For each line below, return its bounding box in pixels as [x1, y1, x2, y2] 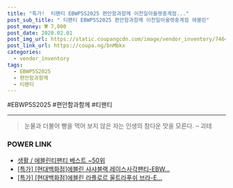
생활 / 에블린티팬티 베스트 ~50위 [17, 156, 105, 164]
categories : [7, 49, 42, 56]
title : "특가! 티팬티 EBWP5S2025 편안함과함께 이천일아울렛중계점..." [7, 10, 189, 17]
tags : [7, 62, 23, 68]
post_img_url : [7, 36, 49, 43]
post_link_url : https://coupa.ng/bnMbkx [7, 42, 126, 49]
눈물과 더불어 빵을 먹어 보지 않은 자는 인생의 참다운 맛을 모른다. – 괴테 [24, 122, 212, 130]
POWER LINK [7, 140, 52, 149]
